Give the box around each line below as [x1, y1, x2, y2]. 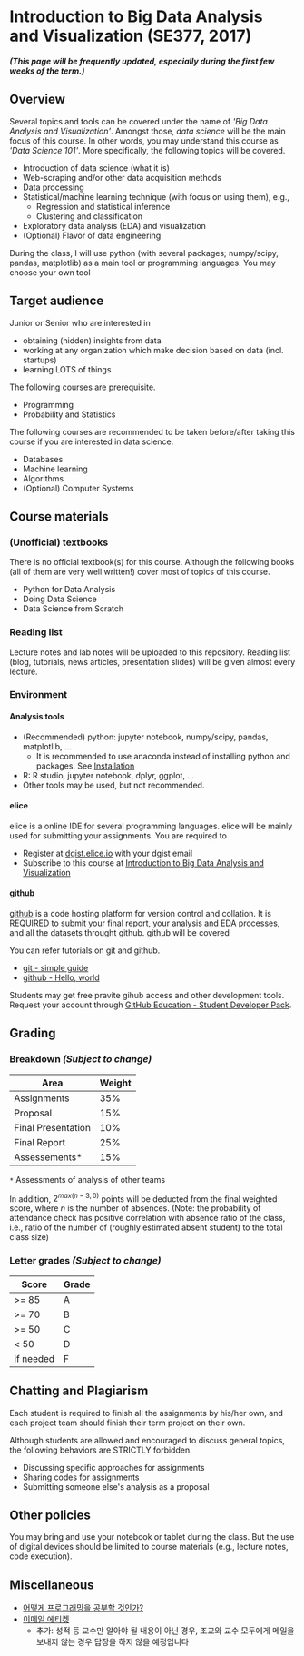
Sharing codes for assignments [22, 1472, 140, 1482]
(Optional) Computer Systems [22, 482, 134, 493]
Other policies [9, 1507, 91, 1522]
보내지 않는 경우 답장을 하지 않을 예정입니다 [35, 1637, 189, 1648]
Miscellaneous [9, 1577, 94, 1592]
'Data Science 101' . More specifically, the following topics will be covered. [9, 144, 286, 155]
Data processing [22, 182, 84, 193]
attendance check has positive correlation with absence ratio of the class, [9, 1213, 286, 1224]
